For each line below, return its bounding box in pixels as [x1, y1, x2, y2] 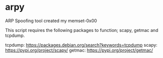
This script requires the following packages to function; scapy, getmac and [5, 27, 159, 33]
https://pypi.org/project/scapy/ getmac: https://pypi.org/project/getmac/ [5, 47, 153, 53]
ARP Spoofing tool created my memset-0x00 [5, 18, 97, 24]
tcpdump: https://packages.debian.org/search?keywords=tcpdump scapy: [5, 42, 158, 48]
